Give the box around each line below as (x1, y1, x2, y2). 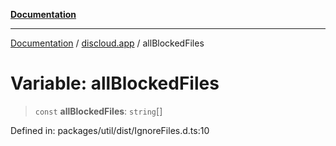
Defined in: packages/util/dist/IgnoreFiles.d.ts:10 (10, 124, 210, 136)
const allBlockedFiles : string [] (34, 105, 163, 117)
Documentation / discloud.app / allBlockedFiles (10, 37, 205, 49)
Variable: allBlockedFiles (10, 72, 220, 95)
